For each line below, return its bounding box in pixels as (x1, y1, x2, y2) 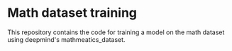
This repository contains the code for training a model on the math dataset (7, 28, 225, 36)
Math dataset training (7, 5, 137, 21)
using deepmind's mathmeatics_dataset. (7, 35, 126, 43)
